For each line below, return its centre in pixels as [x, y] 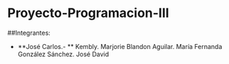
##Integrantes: [29, 33]
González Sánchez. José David [63, 54]
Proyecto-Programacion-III [88, 13]
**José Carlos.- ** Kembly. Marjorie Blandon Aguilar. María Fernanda [120, 46]
